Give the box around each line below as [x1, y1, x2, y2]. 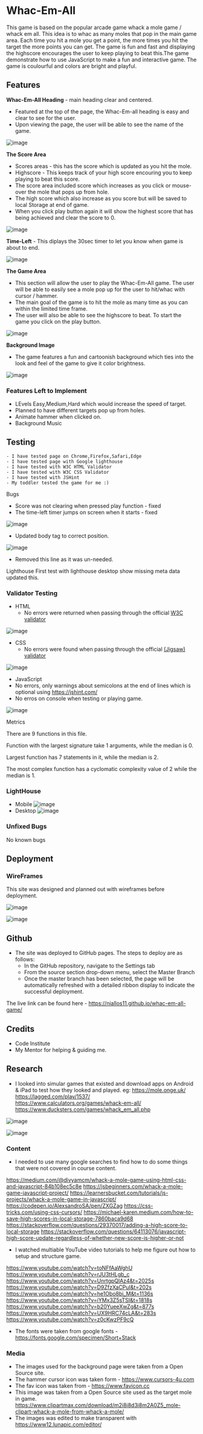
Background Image [6, 341, 55, 349]
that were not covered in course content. [14, 1165, 117, 1172]
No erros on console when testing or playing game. [14, 695, 143, 702]
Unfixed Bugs [6, 823, 47, 831]
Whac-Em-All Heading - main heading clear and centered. [6, 96, 153, 103]
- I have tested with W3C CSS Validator [6, 469, 110, 475]
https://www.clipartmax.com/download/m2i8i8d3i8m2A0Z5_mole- [14, 1402, 181, 1409]
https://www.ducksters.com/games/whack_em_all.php [14, 1105, 151, 1113]
